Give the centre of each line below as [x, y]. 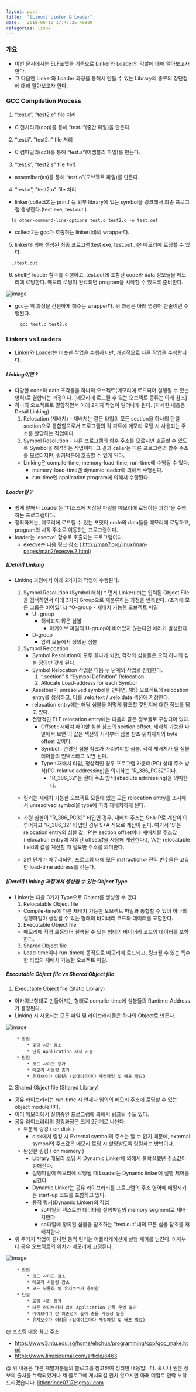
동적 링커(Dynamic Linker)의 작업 [71, 1202]
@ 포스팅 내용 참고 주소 [33, 1332]
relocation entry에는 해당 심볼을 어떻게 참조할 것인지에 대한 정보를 [108, 705]
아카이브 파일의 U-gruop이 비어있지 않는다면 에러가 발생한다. [119, 628]
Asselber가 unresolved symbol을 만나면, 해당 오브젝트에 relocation [110, 690]
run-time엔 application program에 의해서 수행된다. [91, 478]
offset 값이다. [56, 741]
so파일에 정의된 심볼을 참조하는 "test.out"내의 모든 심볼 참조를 [112, 1224]
